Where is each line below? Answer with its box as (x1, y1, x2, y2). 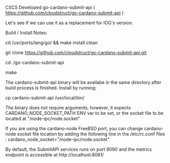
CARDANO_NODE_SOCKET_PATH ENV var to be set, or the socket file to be (5, 110, 164, 116)
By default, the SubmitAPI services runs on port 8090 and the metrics (5, 146, 152, 152)
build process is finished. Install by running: (5, 85, 97, 91)
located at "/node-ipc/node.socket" (5, 115, 80, 121)
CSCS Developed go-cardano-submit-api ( (5, 5, 95, 10)
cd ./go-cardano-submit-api (5, 59, 65, 66)
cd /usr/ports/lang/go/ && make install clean (5, 39, 98, 46)
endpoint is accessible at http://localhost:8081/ (5, 152, 104, 158)
